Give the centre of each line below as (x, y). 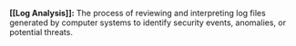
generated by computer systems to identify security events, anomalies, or (148, 23)
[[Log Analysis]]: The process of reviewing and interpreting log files (138, 13)
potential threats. (41, 32)
